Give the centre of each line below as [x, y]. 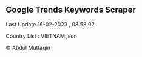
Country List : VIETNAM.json [41, 36]
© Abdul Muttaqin [28, 47]
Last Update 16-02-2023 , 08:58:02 [50, 24]
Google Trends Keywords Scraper [71, 10]
